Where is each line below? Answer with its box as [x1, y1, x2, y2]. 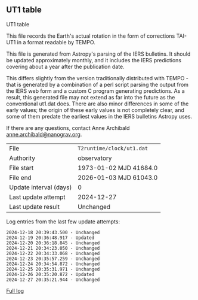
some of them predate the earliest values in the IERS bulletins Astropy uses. [6, 113, 193, 120]
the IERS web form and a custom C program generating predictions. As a [6, 87, 185, 95]
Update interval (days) [9, 183, 72, 191]
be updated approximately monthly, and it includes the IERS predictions [6, 56, 182, 63]
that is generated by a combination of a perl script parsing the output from [6, 81, 189, 88]
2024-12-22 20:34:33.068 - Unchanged [6, 250, 100, 256]
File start [9, 163, 34, 172]
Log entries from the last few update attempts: [6, 218, 120, 225]
